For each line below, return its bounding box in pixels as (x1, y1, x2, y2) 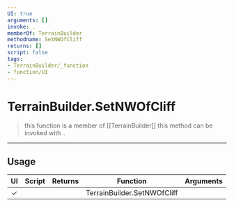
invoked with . (24, 129, 66, 137)
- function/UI (7, 68, 49, 75)
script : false (7, 49, 49, 56)
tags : (7, 56, 23, 63)
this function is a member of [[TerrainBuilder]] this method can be (24, 121, 214, 130)
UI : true (7, 10, 33, 17)
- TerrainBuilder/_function (7, 62, 89, 69)
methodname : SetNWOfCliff (7, 36, 82, 43)
